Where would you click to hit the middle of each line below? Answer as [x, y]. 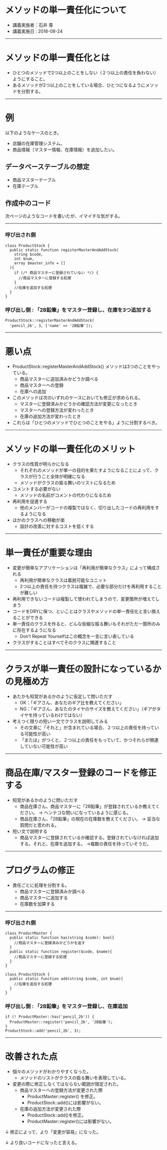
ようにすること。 [30, 79]
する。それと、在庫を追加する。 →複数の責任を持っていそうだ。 [85, 843]
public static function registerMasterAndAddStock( [64, 250]
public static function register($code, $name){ [61, 952]
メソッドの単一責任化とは [58, 58]
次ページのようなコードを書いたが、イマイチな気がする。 [64, 216]
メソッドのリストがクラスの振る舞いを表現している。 [74, 1078]
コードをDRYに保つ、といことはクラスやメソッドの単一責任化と [78, 611]
